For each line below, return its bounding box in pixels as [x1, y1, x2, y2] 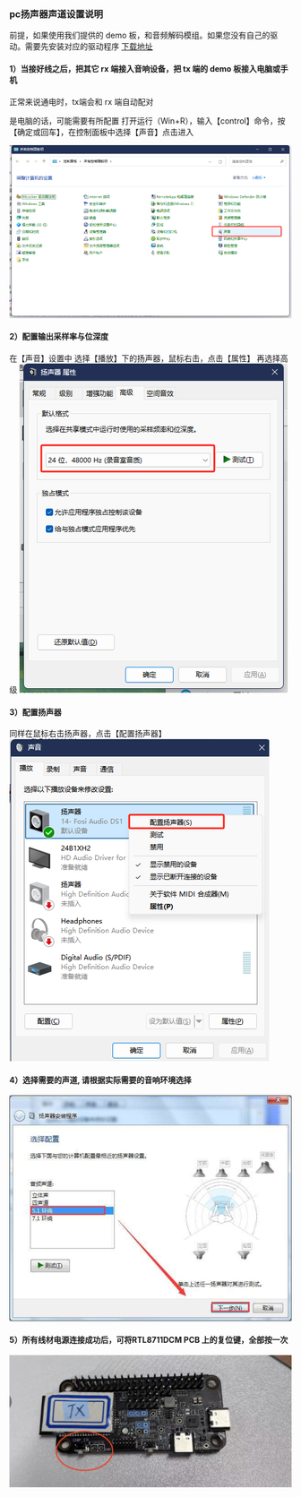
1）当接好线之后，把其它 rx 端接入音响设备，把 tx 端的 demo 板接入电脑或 [9, 63, 280, 73]
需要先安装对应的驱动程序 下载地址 [24, 41, 153, 52]
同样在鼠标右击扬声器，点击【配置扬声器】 [9, 728, 167, 739]
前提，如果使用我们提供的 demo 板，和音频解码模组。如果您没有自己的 [9, 30, 271, 41]
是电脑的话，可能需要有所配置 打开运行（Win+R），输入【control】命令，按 [9, 115, 286, 126]
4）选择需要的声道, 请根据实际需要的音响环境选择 [9, 1074, 193, 1085]
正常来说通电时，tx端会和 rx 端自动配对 [9, 96, 154, 107]
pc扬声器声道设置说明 [9, 7, 104, 20]
